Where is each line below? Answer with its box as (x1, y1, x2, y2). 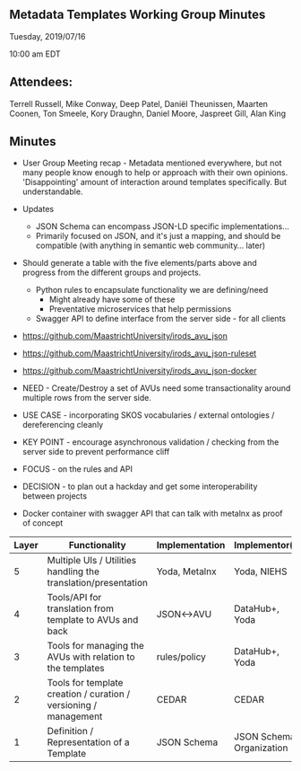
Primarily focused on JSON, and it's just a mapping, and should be (35, 231, 281, 242)
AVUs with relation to (47, 651, 136, 663)
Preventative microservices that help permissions (48, 304, 232, 315)
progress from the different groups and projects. (21, 267, 202, 278)
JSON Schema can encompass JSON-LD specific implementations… (35, 221, 289, 232)
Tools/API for (47, 591, 102, 604)
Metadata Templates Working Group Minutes (9, 7, 266, 22)
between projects (21, 491, 88, 501)
